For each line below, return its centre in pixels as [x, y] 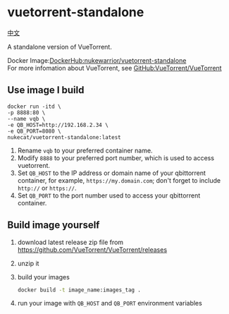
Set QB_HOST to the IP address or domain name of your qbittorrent [112, 173]
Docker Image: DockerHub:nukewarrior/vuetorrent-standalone [97, 60]
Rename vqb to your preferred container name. [85, 150]
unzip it [28, 263]
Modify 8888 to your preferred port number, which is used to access [116, 158]
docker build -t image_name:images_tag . [79, 290]
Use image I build [46, 90]
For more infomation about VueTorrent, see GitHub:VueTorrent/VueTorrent [114, 68]
